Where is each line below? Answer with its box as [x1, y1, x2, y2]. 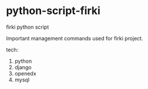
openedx [14, 70, 36, 77]
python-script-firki [6, 4, 101, 18]
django [14, 63, 32, 71]
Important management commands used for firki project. [6, 35, 143, 42]
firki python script [6, 23, 49, 30]
